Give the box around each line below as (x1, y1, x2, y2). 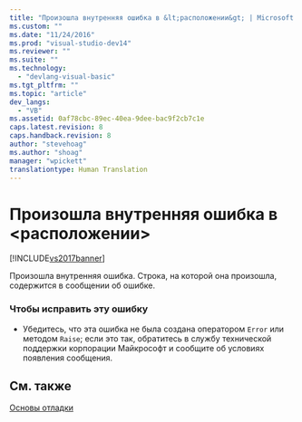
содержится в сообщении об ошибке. (9, 280, 156, 291)
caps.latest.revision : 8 (9, 123, 103, 132)
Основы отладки (9, 402, 74, 413)
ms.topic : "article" (9, 89, 88, 98)
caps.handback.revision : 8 (9, 131, 112, 140)
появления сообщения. (22, 352, 113, 363)
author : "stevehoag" (9, 139, 88, 149)
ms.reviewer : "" (9, 47, 71, 56)
